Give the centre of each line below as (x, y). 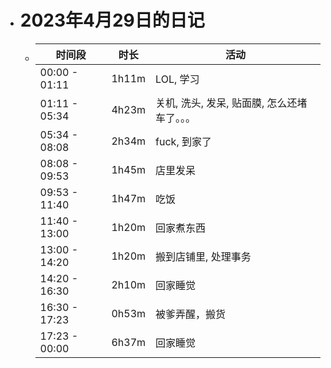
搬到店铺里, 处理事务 (203, 256)
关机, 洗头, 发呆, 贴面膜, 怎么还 (226, 103)
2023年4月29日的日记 (112, 20)
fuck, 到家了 (183, 141)
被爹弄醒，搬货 (191, 314)
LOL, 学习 (177, 79)
